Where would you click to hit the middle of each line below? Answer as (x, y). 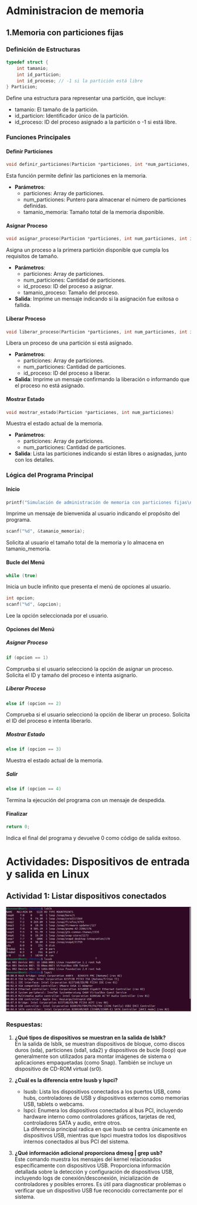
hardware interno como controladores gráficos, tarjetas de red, (99, 1116)
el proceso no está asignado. (50, 386)
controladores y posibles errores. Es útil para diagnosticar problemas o (100, 1184)
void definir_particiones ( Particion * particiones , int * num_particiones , (98, 165)
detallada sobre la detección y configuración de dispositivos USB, (94, 1171)
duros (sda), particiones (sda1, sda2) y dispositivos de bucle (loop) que (100, 1050)
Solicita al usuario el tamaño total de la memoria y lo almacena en (85, 543)
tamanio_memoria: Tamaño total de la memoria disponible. (94, 212)
